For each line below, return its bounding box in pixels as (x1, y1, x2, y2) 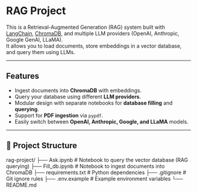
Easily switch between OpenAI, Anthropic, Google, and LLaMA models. (14, 118, 189, 125)
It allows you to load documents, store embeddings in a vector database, (6, 42, 182, 49)
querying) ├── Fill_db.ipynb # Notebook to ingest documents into (6, 162, 165, 169)
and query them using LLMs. (6, 48, 75, 55)
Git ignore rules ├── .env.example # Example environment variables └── (6, 175, 184, 182)
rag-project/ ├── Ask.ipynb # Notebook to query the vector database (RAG (6, 156, 188, 163)
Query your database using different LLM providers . (14, 93, 141, 100)
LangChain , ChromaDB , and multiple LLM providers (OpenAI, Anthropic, (6, 29, 179, 36)
